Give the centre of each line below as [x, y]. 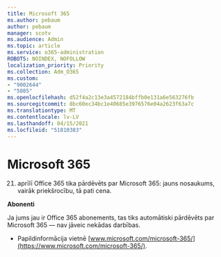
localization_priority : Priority [56, 65]
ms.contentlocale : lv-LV [43, 117]
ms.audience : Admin [35, 40]
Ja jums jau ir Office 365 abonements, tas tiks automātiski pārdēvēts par [111, 218]
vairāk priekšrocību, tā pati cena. [64, 191]
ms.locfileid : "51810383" [44, 130]
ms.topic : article [34, 46]
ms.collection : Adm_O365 [43, 72]
